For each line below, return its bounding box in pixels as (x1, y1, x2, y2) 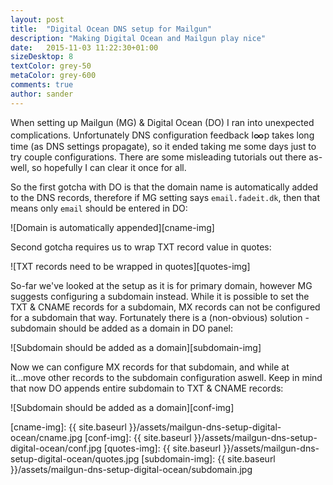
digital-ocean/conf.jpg (10, 442, 102, 454)
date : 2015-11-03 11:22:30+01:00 (10, 42, 159, 53)
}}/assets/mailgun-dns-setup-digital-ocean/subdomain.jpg (10, 463, 253, 475)
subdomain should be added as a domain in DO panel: (10, 322, 233, 334)
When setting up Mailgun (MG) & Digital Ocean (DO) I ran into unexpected (10, 116, 315, 128)
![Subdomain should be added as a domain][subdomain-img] (10, 341, 262, 353)
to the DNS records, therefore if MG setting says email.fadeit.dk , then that (10, 191, 320, 203)
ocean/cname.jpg (10, 431, 83, 443)
